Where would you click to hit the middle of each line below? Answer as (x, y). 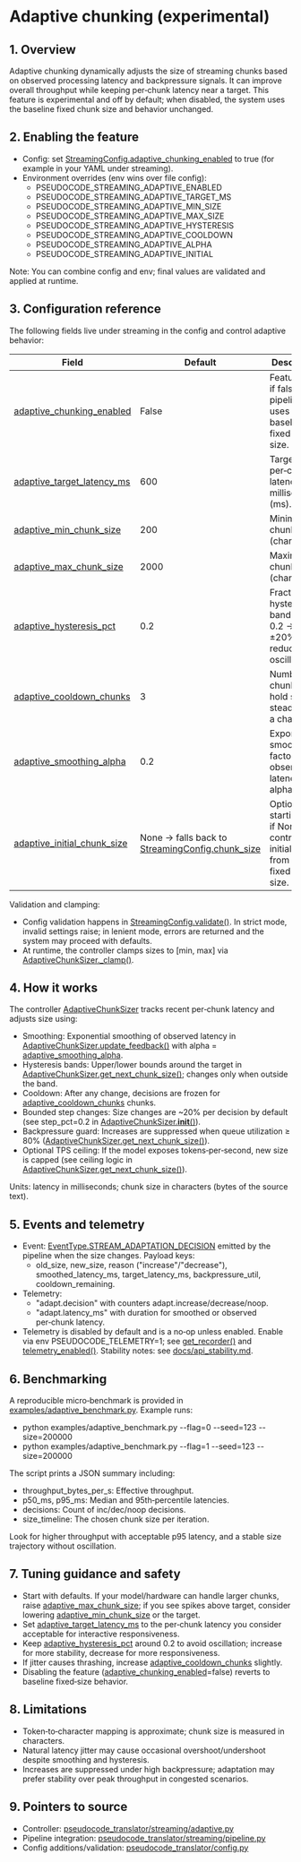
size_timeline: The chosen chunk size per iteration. (116, 1519)
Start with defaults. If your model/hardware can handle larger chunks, (150, 1595)
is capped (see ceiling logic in (77, 1160)
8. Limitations (48, 1709)
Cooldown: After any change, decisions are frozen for (121, 1094)
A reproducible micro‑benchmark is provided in (96, 1401)
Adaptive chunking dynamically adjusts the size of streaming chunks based (149, 71)
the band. (40, 1084)
